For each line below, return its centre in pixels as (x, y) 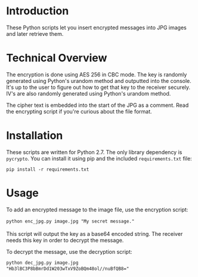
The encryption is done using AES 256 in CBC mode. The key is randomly (97, 74)
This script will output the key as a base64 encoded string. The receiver (95, 233)
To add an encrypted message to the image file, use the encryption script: (97, 210)
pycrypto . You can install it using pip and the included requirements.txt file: (99, 158)
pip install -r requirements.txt (48, 169)
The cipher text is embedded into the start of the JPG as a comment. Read (98, 105)
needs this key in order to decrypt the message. (65, 240)
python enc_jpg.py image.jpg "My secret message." (70, 221)
